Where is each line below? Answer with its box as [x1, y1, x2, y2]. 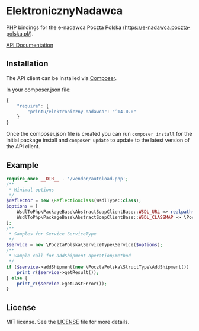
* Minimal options [8, 187, 54, 193]
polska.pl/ [6, 30, 31, 37]
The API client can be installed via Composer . [6, 74, 117, 81]
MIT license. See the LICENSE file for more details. [6, 319, 130, 326]
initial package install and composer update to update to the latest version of [6, 136, 190, 144]
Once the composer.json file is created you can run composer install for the [6, 131, 192, 138]
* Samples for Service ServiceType [8, 231, 97, 237]
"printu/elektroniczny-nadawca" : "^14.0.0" [27, 109, 136, 114]
